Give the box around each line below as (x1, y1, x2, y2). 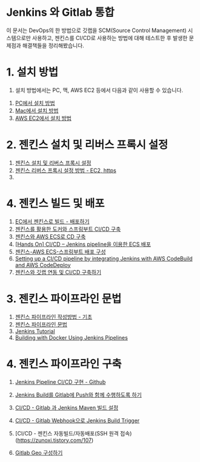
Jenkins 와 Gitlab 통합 (6, 5, 115, 19)
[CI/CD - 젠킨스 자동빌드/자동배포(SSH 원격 (15, 429, 119, 437)
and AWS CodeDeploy (15, 261, 71, 268)
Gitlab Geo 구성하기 (15, 449, 63, 456)
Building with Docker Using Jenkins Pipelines (15, 334, 128, 341)
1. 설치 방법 (6, 65, 59, 79)
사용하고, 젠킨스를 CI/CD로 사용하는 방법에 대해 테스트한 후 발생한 (32, 34, 188, 41)
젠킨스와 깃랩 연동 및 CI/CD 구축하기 (15, 268, 102, 276)
